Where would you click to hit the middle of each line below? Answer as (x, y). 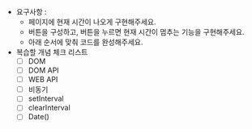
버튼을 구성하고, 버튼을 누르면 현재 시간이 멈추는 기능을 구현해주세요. (136, 32)
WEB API (43, 80)
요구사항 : (31, 12)
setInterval (46, 98)
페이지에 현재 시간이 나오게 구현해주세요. (92, 22)
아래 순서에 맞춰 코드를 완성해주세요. (85, 42)
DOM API (43, 70)
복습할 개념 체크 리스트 (52, 52)
